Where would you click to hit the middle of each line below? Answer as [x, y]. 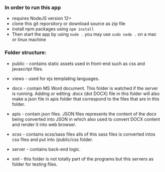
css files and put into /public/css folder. [52, 139]
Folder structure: [26, 52]
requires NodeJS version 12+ [42, 18]
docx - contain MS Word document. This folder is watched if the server [85, 88]
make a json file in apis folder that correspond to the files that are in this [86, 98]
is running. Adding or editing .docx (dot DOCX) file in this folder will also [86, 93]
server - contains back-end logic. [46, 149]
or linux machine [29, 39]
